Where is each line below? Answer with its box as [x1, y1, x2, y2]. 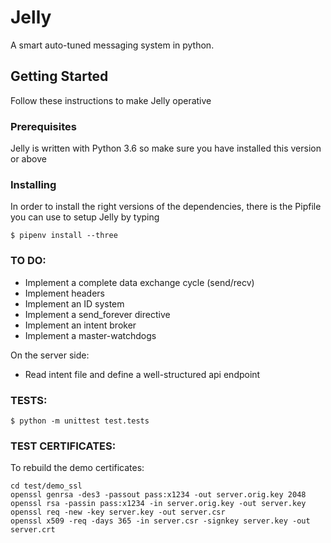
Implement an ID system [24, 297, 125, 310]
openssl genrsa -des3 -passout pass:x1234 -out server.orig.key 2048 [10, 490, 307, 500]
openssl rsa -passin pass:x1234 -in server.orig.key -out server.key [10, 499, 307, 509]
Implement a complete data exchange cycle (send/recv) [24, 276, 255, 288]
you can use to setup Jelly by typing [10, 211, 160, 223]
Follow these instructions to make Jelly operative [10, 94, 212, 106]
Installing [10, 177, 57, 191]
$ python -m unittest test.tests [10, 416, 150, 426]
